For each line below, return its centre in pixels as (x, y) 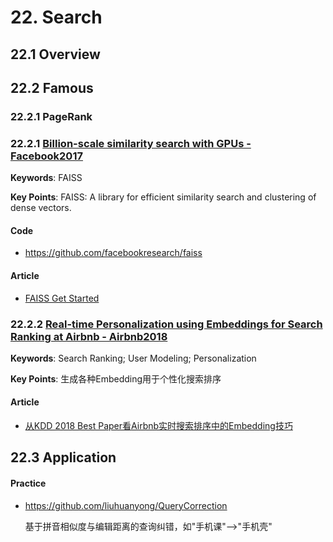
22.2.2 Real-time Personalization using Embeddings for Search (166, 324)
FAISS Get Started (62, 298)
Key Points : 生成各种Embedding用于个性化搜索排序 (116, 378)
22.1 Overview (55, 54)
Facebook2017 (46, 156)
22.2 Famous (52, 87)
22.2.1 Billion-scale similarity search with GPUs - (131, 143)
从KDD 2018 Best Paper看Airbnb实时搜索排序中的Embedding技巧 (158, 426)
